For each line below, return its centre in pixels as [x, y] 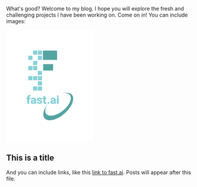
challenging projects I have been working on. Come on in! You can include [97, 15]
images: [16, 21]
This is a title [30, 158]
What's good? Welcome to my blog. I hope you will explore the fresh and [95, 9]
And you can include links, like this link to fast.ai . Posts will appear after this [99, 172]
